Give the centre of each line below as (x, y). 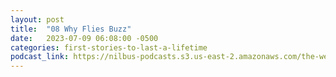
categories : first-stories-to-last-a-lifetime (109, 47)
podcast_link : (40, 57)
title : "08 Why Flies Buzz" (71, 29)
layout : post (37, 19)
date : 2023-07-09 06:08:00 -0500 (84, 38)
